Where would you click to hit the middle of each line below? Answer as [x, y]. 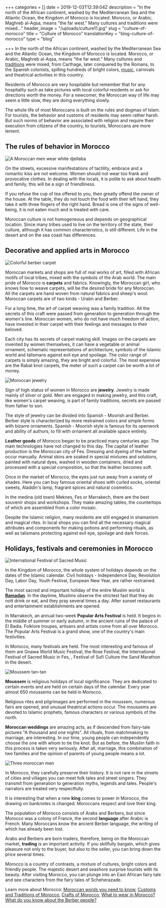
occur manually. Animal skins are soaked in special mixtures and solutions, [81, 456]
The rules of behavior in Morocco [57, 147]
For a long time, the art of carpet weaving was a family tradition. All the [78, 308]
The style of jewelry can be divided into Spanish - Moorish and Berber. [77, 415]
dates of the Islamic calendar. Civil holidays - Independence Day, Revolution [83, 575]
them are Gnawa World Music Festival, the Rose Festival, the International [80, 652]
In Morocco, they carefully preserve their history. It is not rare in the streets [82, 773]
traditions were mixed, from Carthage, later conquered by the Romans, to [80, 64]
